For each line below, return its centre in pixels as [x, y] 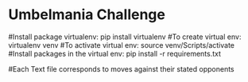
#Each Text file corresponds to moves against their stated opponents [121, 68]
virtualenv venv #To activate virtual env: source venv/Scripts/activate [122, 45]
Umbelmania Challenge [87, 15]
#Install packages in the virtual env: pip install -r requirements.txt [114, 53]
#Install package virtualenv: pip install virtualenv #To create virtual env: [125, 37]
